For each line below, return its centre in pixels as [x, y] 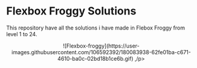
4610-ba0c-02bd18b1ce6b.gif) [95, 58]
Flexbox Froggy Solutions [71, 11]
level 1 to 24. [22, 34]
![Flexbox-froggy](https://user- [101, 46]
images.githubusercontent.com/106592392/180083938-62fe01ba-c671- [101, 52]
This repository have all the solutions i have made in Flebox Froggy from [96, 28]
